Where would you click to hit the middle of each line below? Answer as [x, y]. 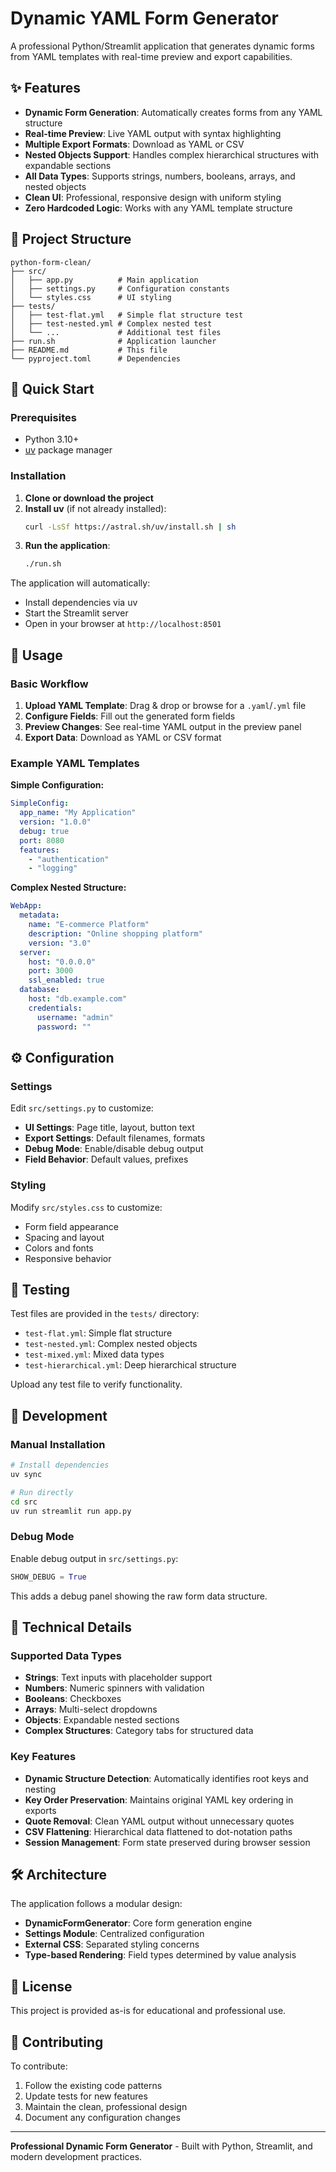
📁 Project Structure [71, 239]
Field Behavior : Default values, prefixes [106, 1159]
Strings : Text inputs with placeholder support [118, 1678]
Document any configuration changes [102, 2117]
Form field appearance [71, 1226]
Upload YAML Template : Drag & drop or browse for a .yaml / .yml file [165, 705]
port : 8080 [42, 840]
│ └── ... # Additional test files [116, 332]
